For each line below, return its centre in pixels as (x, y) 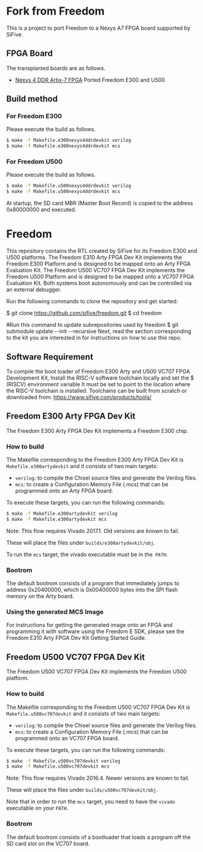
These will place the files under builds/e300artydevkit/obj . (81, 542)
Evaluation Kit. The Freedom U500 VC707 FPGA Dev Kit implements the (95, 270)
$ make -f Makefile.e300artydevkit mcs (57, 519)
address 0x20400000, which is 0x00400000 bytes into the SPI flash (92, 590)
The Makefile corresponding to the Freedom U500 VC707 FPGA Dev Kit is (98, 707)
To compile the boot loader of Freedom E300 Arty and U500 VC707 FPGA (98, 371)
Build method (32, 99)
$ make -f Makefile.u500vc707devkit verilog (63, 761)
